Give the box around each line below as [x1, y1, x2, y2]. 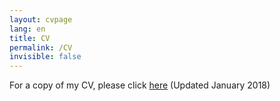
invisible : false [9, 52, 82, 62]
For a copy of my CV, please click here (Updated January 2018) [9, 79, 271, 91]
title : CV [9, 33, 51, 43]
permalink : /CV [9, 42, 73, 53]
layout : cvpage [9, 14, 73, 25]
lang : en [9, 24, 46, 34]
